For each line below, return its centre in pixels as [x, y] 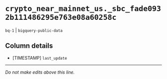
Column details [29, 46]
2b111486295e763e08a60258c [61, 18]
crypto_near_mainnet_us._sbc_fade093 [83, 9]
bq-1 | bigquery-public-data [34, 30]
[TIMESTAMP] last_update [40, 58]
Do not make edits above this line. [40, 72]
